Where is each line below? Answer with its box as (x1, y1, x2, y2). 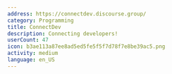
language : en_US (7, 56, 55, 63)
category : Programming (7, 17, 74, 24)
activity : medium (7, 50, 59, 57)
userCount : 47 (7, 37, 49, 44)
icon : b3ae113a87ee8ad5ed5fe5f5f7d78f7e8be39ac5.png (7, 43, 166, 50)
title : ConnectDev (7, 23, 61, 30)
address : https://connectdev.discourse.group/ (7, 10, 147, 18)
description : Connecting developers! (7, 30, 118, 37)
